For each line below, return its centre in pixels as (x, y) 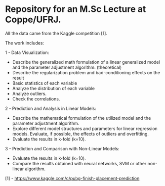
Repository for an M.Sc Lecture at (76, 9)
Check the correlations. (36, 99)
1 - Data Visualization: (27, 52)
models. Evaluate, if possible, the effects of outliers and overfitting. (81, 134)
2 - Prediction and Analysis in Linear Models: (51, 108)
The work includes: (25, 43)
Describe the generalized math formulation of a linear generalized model (86, 62)
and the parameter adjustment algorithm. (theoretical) (67, 67)
